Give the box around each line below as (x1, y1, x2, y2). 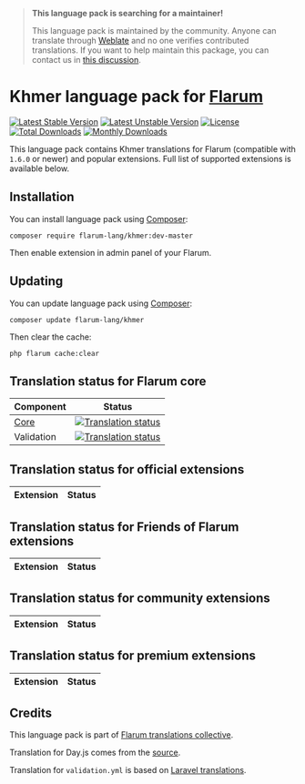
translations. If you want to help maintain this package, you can (31, 45, 269, 56)
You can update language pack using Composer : (9, 298, 193, 309)
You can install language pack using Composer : (9, 213, 188, 224)
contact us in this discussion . (31, 55, 141, 65)
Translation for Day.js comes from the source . (9, 747, 181, 759)
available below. (9, 163, 70, 174)
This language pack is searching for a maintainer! (31, 8, 224, 18)
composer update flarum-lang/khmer (9, 315, 145, 324)
